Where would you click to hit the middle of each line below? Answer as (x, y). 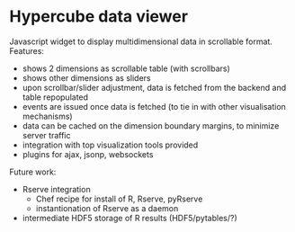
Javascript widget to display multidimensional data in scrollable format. (141, 41)
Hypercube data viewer (99, 17)
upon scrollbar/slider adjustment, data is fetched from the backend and (154, 87)
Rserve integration (57, 189)
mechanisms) (48, 116)
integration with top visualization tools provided (110, 145)
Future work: (33, 172)
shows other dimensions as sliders (86, 77)
